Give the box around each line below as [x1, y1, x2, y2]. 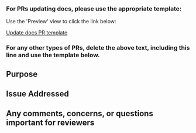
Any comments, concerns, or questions [6, 108, 153, 118]
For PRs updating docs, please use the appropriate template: [6, 5, 182, 13]
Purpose [6, 69, 38, 79]
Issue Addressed [6, 89, 69, 99]
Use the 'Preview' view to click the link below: [6, 18, 116, 25]
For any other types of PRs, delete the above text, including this [6, 44, 190, 52]
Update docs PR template [6, 29, 68, 36]
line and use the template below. [6, 51, 101, 60]
